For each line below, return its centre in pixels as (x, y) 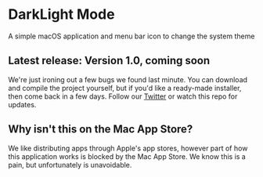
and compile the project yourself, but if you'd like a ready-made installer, (125, 88)
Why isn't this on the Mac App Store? (101, 130)
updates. (22, 104)
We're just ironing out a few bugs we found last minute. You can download (128, 79)
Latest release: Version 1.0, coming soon (109, 61)
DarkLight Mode (61, 14)
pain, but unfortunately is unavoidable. (70, 164)
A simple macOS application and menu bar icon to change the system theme (131, 36)
